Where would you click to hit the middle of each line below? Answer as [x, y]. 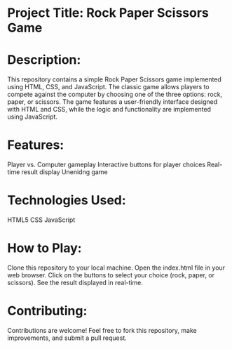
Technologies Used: [67, 200]
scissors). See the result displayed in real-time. [75, 282]
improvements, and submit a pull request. [67, 338]
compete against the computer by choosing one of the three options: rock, [115, 94]
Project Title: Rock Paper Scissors [108, 13]
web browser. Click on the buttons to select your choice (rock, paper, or [111, 275]
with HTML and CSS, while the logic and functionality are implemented [109, 110]
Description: [44, 60]
